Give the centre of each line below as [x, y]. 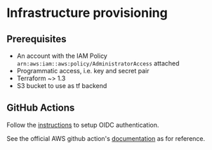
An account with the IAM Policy [62, 56]
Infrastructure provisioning [87, 13]
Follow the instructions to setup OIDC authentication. [83, 125]
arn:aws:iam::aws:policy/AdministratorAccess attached [98, 63]
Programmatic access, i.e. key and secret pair [83, 71]
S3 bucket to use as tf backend [62, 86]
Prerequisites [37, 39]
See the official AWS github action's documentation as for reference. [106, 138]
